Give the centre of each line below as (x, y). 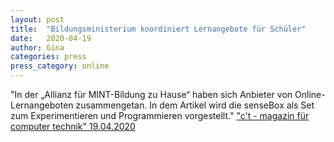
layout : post (37, 19)
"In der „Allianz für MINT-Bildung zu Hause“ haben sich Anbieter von (151, 94)
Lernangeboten (42, 105)
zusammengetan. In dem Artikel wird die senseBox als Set (195, 105)
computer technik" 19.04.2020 (73, 126)
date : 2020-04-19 (51, 38)
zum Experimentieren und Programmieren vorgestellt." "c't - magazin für (160, 115)
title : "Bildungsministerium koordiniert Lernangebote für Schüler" (158, 29)
